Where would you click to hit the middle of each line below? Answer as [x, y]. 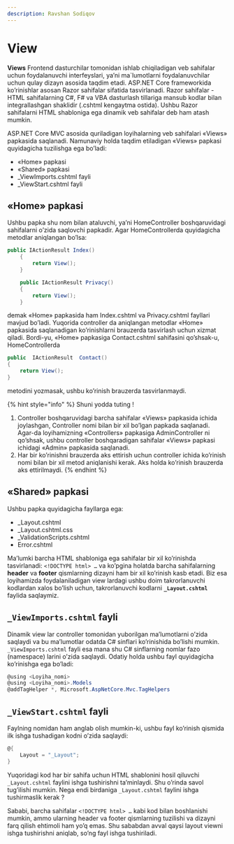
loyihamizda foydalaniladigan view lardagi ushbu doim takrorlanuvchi [106, 580]
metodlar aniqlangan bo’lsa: [47, 238]
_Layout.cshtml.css [45, 529]
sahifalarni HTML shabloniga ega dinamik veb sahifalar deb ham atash [108, 112]
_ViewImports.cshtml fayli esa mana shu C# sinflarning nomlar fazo [104, 649]
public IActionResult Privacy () [67, 282]
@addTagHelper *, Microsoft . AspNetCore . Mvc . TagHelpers [89, 689]
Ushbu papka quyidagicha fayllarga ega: [65, 508]
